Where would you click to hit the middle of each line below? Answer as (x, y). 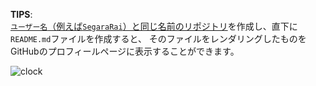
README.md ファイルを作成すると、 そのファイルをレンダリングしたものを (158, 38)
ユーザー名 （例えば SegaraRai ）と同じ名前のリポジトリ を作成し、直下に (154, 26)
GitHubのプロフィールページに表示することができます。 (125, 51)
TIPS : (21, 14)
